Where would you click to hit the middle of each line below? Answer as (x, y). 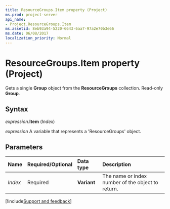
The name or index (124, 176)
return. (110, 189)
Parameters (24, 147)
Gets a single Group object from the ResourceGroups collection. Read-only (84, 88)
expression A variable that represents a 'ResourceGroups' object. (73, 131)
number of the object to (130, 183)
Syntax (17, 109)
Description (117, 164)
